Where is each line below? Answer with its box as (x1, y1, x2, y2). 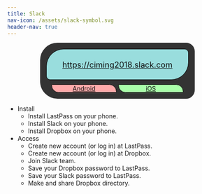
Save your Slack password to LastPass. (27, 172, 141, 180)
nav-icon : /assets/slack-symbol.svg (7, 17, 114, 24)
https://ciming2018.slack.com (62, 59, 173, 70)
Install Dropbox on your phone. (27, 127, 117, 135)
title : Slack (7, 10, 45, 18)
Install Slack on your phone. (27, 120, 108, 128)
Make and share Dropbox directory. (27, 179, 130, 188)
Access (17, 134, 40, 143)
